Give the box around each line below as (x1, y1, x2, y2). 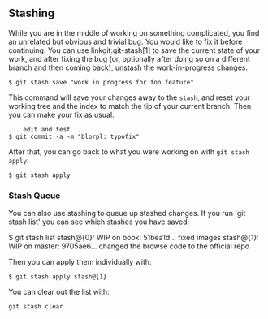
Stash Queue (8, 190, 61, 201)
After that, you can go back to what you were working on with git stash (8, 146, 250, 157)
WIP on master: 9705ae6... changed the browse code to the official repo (8, 241, 250, 251)
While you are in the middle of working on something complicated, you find (8, 28, 260, 37)
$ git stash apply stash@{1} (8, 273, 107, 281)
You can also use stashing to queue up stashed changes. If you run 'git (8, 209, 246, 218)
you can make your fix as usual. (8, 110, 115, 119)
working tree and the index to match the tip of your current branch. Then (8, 101, 252, 110)
